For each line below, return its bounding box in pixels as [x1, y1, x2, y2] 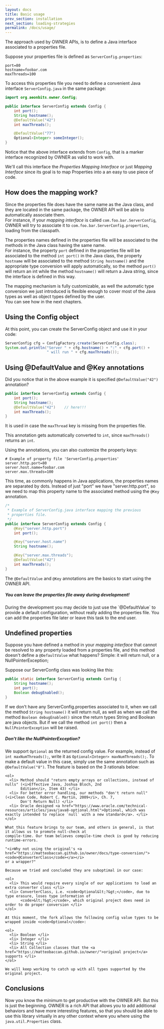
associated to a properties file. [5, 44, 67, 50]
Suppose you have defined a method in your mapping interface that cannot [5, 642, 157, 648]
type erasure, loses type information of [5, 894, 91, 898]
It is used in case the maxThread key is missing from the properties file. [5, 423, 146, 429]
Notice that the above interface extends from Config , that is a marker [5, 149, 144, 155]
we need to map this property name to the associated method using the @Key [5, 488, 160, 494]
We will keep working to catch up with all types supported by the [5, 967, 146, 972]
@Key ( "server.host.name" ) [14, 540, 67, 544]
